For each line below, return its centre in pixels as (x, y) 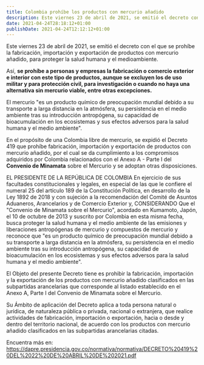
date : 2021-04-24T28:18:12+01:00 (49, 23)
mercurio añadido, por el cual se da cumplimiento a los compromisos (93, 153)
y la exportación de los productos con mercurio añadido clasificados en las (100, 280)
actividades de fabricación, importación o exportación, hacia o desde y (95, 318)
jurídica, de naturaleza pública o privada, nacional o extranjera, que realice (100, 311)
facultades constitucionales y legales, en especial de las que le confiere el (99, 184)
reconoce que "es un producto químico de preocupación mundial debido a (100, 236)
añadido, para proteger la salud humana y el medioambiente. (82, 59)
